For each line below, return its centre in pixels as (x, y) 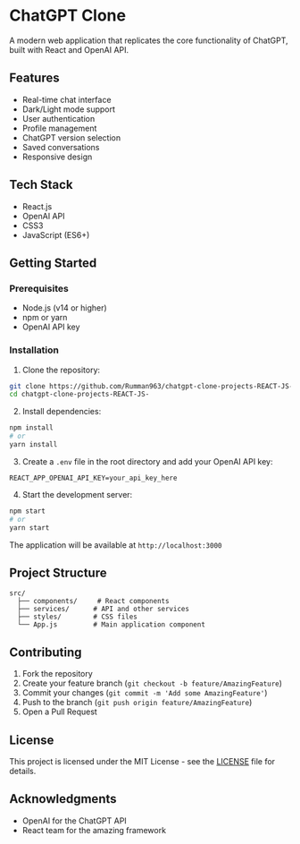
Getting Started (53, 263)
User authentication (58, 118)
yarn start (29, 528)
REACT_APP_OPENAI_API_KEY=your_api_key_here (93, 478)
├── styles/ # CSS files (78, 617)
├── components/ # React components (93, 601)
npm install (31, 428)
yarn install (33, 445)
